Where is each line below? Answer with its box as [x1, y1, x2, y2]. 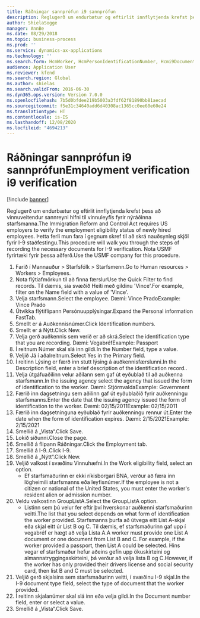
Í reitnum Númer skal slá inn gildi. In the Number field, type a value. [15, 345, 179, 352]
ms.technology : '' [7, 53, 52, 59]
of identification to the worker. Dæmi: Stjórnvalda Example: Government [15, 383, 190, 390]
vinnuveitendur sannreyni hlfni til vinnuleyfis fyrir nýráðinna [7, 213, 152, 221]
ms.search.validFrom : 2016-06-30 [7, 86, 90, 92]
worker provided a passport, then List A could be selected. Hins [24, 542, 180, 549]
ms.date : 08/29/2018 [7, 31, 58, 37]
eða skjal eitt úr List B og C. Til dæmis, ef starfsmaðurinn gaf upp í [24, 523, 186, 530]
